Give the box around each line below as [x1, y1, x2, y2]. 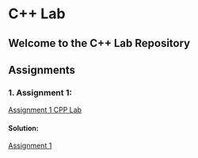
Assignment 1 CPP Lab [8, 105, 82, 115]
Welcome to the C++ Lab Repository [8, 37, 191, 50]
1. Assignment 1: [8, 87, 73, 98]
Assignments [8, 63, 76, 76]
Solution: [8, 123, 40, 133]
